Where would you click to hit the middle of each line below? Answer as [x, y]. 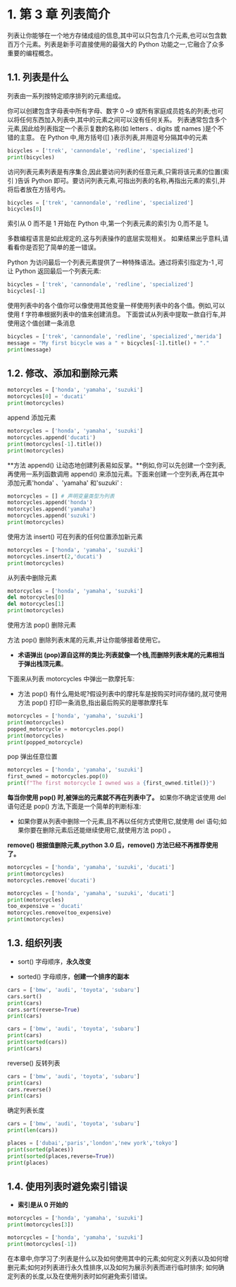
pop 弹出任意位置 [32, 757]
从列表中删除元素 [32, 577]
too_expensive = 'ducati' [45, 906]
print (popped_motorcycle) [45, 742]
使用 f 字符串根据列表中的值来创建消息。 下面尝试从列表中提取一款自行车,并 [117, 314]
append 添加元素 [32, 418]
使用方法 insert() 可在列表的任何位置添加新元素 [75, 537]
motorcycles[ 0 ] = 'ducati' [47, 397]
